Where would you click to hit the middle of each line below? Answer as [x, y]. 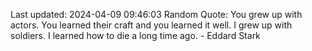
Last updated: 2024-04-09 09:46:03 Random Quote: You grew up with [156, 14]
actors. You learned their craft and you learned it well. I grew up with [151, 25]
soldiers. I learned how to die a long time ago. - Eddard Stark [135, 35]
